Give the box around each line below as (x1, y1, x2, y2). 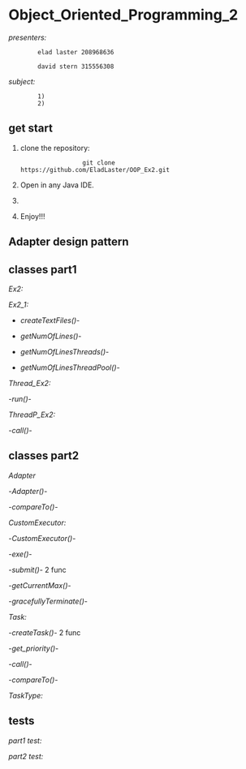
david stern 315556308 (37, 62, 114, 71)
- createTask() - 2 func (8, 627, 81, 638)
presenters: (8, 32, 47, 42)
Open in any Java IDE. (19, 180, 95, 190)
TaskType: (8, 690, 43, 700)
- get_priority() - (8, 643, 59, 653)
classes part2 (8, 449, 80, 463)
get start (8, 122, 53, 135)
